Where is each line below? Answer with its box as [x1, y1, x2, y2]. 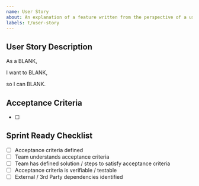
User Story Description [6, 42, 93, 52]
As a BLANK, [6, 58, 37, 65]
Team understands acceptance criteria [14, 153, 110, 160]
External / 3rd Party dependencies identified [14, 174, 123, 181]
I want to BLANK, [6, 69, 48, 76]
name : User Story [6, 8, 49, 15]
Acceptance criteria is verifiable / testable [14, 167, 117, 174]
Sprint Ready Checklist [6, 131, 93, 141]
